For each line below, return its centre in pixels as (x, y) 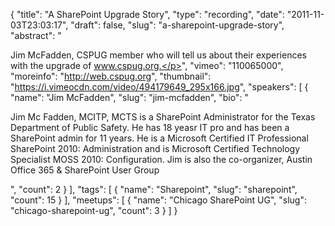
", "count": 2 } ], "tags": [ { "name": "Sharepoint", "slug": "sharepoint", (154, 189)
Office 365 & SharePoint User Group (85, 170)
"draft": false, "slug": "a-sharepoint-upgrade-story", (177, 25)
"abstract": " (36, 35)
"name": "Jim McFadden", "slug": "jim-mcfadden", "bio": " (129, 97)
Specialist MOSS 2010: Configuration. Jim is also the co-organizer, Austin (161, 159)
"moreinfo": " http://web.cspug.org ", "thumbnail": (111, 76)
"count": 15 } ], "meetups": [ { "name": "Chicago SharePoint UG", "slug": (159, 200)
